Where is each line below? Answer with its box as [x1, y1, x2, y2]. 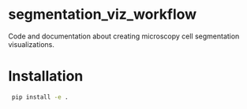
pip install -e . [11, 93, 69, 101]
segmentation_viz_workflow [8, 5, 197, 24]
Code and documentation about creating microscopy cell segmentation [8, 31, 240, 41]
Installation [8, 67, 84, 85]
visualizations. [8, 39, 55, 49]
